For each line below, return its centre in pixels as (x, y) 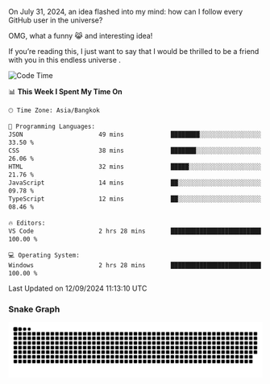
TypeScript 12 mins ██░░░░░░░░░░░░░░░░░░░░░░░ (135, 199)
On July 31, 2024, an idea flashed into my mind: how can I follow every (126, 12)
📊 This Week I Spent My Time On (65, 91)
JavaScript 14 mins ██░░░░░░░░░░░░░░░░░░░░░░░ (135, 183)
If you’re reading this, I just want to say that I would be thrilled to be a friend (134, 51)
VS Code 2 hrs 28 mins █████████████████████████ (135, 231)
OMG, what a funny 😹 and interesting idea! (81, 36)
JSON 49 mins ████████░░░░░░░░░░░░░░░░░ (135, 134)
